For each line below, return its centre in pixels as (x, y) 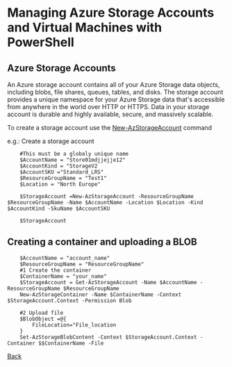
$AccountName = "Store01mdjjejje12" (73, 160)
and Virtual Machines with (84, 27)
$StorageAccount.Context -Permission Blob (69, 300)
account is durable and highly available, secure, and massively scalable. (110, 114)
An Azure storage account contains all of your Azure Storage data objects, (114, 84)
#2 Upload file (42, 313)
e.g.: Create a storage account (51, 141)
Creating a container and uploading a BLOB (102, 242)
